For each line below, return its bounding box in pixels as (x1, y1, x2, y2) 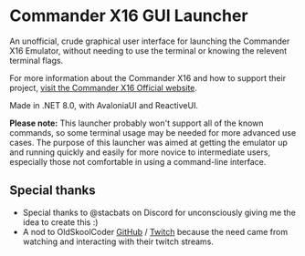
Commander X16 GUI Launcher (9, 5, 248, 26)
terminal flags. (9, 55, 64, 66)
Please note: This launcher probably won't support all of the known (9, 118, 264, 128)
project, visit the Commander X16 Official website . (9, 82, 198, 93)
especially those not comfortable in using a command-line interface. (9, 156, 267, 167)
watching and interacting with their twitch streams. (22, 236, 215, 247)
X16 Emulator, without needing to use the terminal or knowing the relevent (9, 45, 288, 56)
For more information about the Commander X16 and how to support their (9, 72, 286, 83)
